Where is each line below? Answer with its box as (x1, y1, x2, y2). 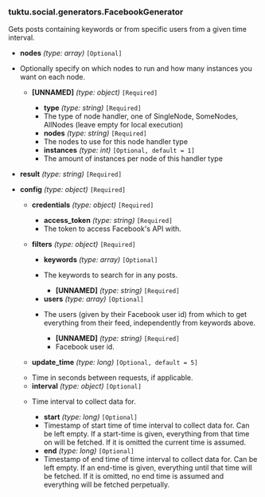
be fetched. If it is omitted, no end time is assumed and (43, 472, 224, 481)
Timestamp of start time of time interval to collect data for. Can (43, 421, 250, 430)
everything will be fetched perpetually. (43, 480, 170, 490)
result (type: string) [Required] (19, 170, 122, 179)
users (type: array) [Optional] (43, 294, 145, 304)
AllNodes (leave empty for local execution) (43, 120, 184, 130)
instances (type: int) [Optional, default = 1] (43, 146, 195, 155)
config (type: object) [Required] (19, 185, 126, 194)
